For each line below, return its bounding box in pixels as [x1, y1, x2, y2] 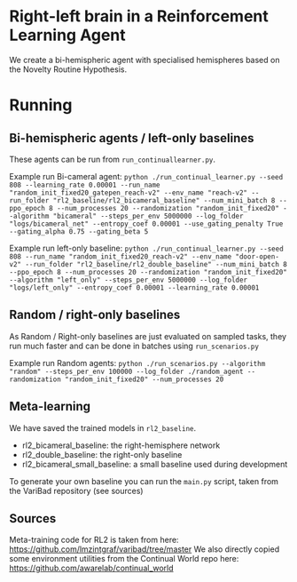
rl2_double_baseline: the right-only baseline [21, 449, 183, 459]
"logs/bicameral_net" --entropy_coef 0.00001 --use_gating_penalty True [9, 219, 284, 228]
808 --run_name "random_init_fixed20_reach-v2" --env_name [9, 251, 232, 261]
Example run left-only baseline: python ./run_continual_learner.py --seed [9, 243, 284, 253]
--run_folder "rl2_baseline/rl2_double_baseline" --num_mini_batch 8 [25, 259, 288, 268]
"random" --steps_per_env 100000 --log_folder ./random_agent [9, 367, 244, 376]
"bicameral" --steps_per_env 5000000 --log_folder [52, 211, 244, 220]
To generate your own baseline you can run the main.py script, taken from [9, 475, 279, 486]
